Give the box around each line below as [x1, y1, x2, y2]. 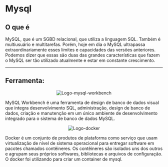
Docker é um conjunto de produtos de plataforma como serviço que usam [5, 134, 157, 140]
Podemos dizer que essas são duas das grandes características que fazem [5, 52, 160, 58]
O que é [5, 23, 30, 31]
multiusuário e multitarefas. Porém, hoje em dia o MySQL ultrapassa [5, 41, 145, 47]
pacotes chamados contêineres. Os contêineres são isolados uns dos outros [5, 145, 163, 151]
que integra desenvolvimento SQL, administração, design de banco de [5, 104, 150, 110]
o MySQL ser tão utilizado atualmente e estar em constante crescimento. [5, 57, 155, 63]
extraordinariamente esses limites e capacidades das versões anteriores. [5, 47, 156, 52]
